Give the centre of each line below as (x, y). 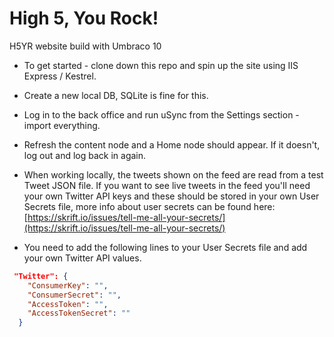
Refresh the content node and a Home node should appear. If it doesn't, (172, 144)
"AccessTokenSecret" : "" (79, 313)
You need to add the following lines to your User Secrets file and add (165, 247)
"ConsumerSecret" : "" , (74, 295)
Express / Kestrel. (60, 76)
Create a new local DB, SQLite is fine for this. (116, 95)
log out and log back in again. (85, 155)
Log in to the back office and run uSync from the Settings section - (161, 114)
